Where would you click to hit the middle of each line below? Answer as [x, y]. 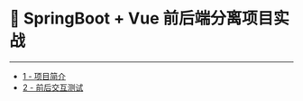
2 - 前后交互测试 [53, 87]
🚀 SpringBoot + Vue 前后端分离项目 [142, 18]
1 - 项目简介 [44, 76]
